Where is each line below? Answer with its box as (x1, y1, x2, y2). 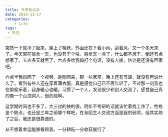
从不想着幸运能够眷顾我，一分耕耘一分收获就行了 (5, 127, 106, 132)
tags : (5, 26, 16, 31)
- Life (14, 21, 28, 26)
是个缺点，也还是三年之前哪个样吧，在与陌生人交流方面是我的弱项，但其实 (5, 110, 158, 115)
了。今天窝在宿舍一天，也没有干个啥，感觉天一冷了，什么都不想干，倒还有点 (5, 51, 163, 57)
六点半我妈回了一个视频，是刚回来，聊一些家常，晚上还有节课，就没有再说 (5, 74, 158, 80)
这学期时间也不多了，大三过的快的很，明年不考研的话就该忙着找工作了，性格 (5, 103, 163, 109)
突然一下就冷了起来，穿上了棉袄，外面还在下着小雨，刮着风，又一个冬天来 (5, 45, 158, 50)
